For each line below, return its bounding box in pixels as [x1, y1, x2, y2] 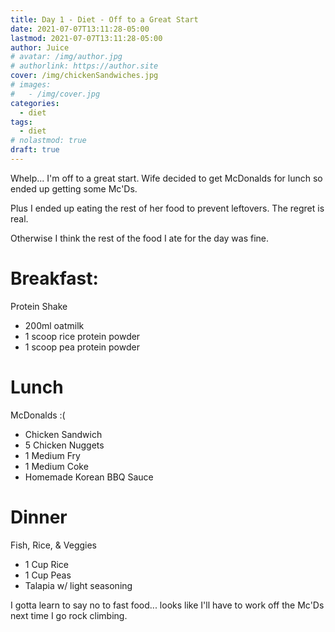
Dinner [10, 506, 68, 528]
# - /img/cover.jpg [10, 89, 101, 99]
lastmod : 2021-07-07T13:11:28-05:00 [10, 33, 163, 43]
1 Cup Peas [24, 569, 72, 581]
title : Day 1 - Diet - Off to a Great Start [10, 14, 199, 25]
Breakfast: [10, 267, 99, 290]
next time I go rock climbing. [10, 609, 128, 621]
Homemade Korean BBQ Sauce [24, 471, 154, 483]
